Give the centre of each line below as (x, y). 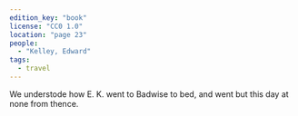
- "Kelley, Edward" (55, 52)
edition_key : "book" (49, 18)
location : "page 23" (49, 34)
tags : (20, 60)
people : (24, 43)
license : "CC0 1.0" (46, 26)
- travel (34, 69)
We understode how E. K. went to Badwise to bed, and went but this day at (149, 94)
